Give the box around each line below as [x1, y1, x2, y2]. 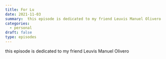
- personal [9, 26, 32, 30]
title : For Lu [5, 7, 35, 12]
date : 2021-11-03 [5, 12, 41, 17]
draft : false [5, 30, 32, 35]
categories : [5, 21, 30, 26]
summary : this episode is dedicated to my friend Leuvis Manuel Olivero [5, 16, 162, 21]
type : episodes [5, 35, 37, 40]
